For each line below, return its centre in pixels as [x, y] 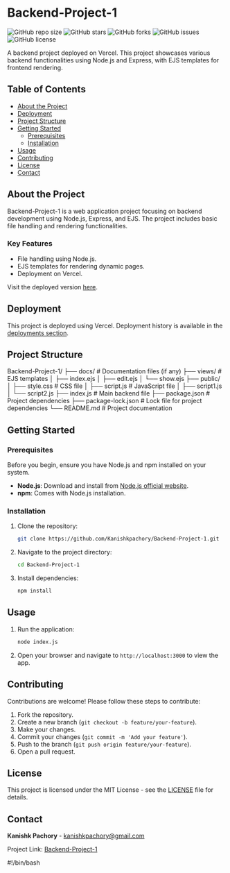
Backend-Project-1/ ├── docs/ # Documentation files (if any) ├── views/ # [115, 371]
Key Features [30, 244]
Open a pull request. [46, 752]
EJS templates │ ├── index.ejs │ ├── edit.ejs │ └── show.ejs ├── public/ [114, 379]
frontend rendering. [35, 67]
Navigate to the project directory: [64, 552]
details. [18, 797]
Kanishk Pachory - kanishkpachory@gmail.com [76, 836]
